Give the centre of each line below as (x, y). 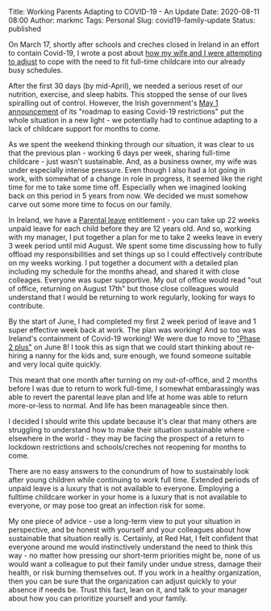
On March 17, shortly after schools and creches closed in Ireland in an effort (134, 44)
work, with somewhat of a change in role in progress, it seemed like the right (135, 178)
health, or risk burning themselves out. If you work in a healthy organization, (135, 573)
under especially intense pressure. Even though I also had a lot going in (127, 170)
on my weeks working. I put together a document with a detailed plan (123, 263)
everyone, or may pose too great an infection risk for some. (107, 505)
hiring (18, 356)
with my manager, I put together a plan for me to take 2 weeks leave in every (135, 237)
